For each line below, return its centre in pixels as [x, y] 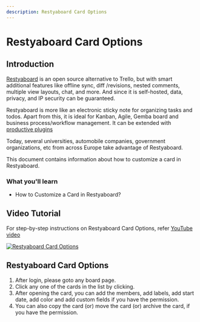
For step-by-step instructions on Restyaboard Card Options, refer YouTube [99, 228]
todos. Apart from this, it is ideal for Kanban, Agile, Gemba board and [92, 116]
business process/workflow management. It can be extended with [89, 122]
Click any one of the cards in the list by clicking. [75, 286]
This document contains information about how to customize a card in [94, 159]
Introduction [30, 64]
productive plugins [30, 129]
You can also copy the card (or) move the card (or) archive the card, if [102, 306]
